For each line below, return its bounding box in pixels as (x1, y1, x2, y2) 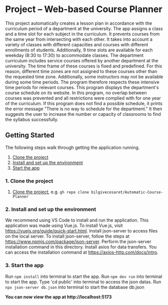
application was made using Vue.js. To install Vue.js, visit (5, 222, 123, 228)
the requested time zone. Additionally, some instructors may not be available (5, 73, 163, 80)
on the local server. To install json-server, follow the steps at (5, 233, 130, 240)
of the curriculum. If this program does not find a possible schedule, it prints (5, 100, 163, 106)
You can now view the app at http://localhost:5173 (5, 293, 112, 300)
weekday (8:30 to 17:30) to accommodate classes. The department (5, 52, 144, 58)
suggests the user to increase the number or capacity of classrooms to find (5, 111, 161, 117)
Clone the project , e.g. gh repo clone (12, 189, 89, 195)
